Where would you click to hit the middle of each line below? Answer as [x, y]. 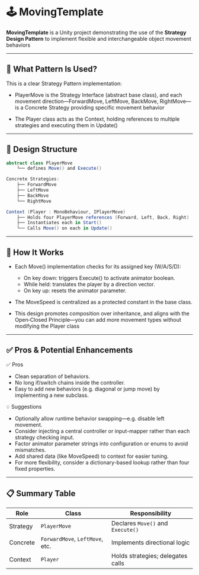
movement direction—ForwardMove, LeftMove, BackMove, [86, 101]
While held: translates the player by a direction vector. [89, 284]
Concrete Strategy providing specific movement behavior [94, 107]
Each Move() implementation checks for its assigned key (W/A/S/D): [98, 266]
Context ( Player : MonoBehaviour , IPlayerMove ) [66, 212]
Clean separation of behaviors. [52, 376]
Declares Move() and [140, 523]
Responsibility [151, 513]
